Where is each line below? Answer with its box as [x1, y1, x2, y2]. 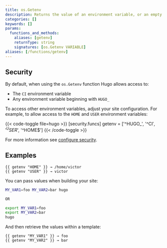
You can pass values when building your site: [5, 177, 98, 183]
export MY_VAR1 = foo [5, 205, 46, 210]
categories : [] [5, 17, 37, 22]
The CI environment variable [12, 91, 71, 97]
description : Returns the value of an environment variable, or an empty [5, 12, 162, 17]
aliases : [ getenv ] [14, 36, 52, 41]
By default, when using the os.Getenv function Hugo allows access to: [5, 81, 149, 87]
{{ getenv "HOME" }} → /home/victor [5, 164, 81, 169]
